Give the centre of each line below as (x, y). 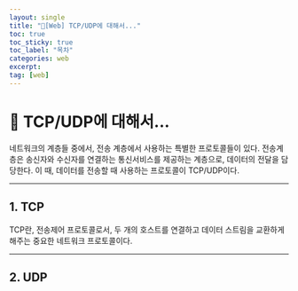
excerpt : (25, 67)
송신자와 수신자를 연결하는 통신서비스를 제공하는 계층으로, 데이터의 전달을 (152, 159)
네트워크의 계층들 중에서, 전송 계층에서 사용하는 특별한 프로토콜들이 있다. (134, 148)
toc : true (27, 34)
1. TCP (27, 207)
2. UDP (28, 277)
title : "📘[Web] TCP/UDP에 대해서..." (75, 26)
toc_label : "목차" (41, 51)
